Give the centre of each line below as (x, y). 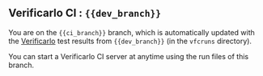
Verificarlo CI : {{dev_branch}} (85, 13)
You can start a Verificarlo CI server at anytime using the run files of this (129, 56)
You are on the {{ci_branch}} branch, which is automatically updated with (131, 32)
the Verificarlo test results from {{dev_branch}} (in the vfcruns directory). (130, 41)
